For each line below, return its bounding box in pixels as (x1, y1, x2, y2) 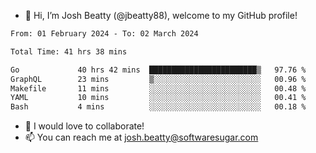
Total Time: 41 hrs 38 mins (10, 46, 128, 57)
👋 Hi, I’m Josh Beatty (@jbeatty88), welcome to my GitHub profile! (24, 10, 298, 21)
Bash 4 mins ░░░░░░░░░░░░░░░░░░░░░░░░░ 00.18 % (10, 102, 307, 112)
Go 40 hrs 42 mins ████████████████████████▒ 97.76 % (10, 65, 307, 75)
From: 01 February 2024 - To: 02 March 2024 (10, 29, 199, 39)
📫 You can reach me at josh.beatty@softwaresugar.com (24, 131, 259, 144)
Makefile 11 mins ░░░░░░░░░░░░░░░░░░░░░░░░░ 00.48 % (10, 83, 307, 94)
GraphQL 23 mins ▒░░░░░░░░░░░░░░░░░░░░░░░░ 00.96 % (10, 74, 307, 84)
